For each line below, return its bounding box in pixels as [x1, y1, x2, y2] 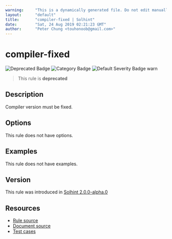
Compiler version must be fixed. [5, 103, 73, 110]
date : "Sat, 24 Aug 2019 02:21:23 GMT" [5, 21, 106, 27]
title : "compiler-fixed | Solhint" [5, 17, 95, 22]
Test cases [12, 228, 36, 234]
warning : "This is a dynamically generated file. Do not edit [5, 7, 150, 13]
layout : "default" [5, 12, 56, 17]
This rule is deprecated [17, 75, 68, 82]
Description [5, 90, 44, 99]
